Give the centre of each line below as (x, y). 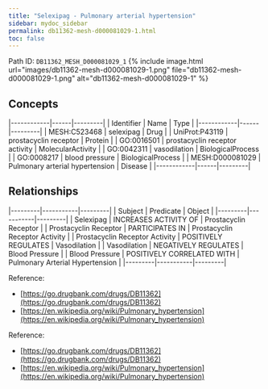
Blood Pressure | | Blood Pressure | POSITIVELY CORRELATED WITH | (124, 253)
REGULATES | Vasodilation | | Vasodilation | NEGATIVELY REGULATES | (126, 245)
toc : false (27, 38)
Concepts (33, 104)
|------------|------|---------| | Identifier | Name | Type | (101, 123)
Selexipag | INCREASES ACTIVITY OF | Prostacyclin (160, 220)
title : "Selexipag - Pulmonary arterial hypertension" (102, 16)
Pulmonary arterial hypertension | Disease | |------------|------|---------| (130, 166)
